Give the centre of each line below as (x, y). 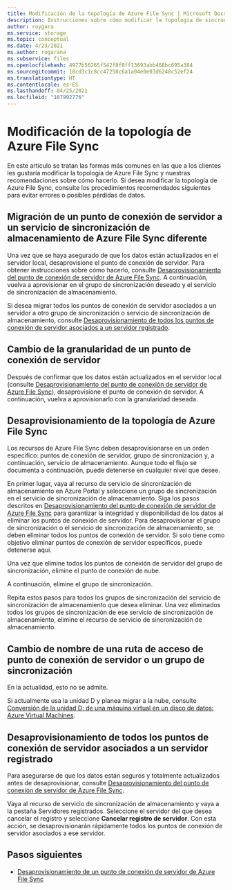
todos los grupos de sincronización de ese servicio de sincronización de (110, 612)
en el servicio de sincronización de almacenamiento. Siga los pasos (104, 498)
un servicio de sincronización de (79, 228)
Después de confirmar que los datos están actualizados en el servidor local (115, 377)
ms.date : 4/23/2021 (35, 46)
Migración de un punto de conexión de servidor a (115, 217)
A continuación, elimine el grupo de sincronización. (80, 584)
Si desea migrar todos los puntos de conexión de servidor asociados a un (112, 305)
